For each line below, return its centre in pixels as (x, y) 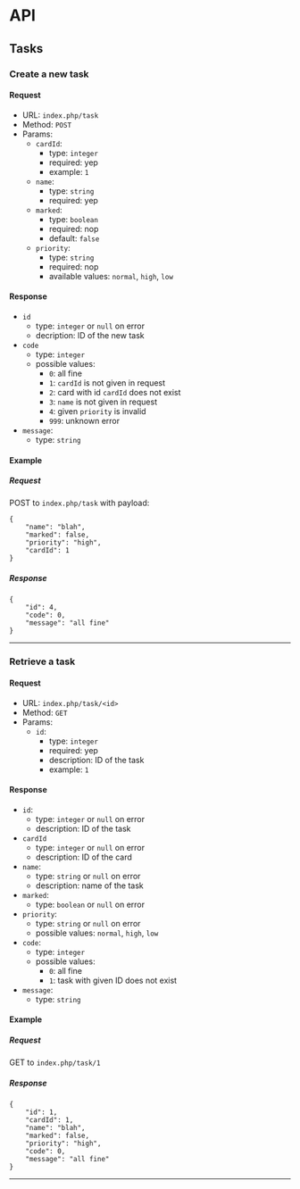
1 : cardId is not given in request (107, 382)
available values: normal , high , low (111, 276)
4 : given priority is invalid (97, 411)
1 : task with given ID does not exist (112, 980)
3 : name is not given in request (103, 402)
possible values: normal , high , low (97, 933)
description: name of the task (90, 886)
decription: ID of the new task (90, 335)
